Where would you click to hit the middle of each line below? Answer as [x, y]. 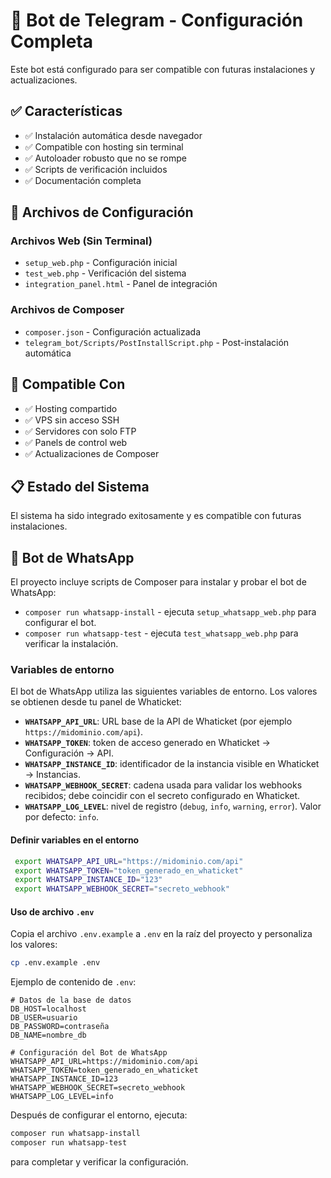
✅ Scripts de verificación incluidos [96, 169]
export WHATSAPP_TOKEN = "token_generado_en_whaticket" [129, 870]
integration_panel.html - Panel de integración [121, 284]
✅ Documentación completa [83, 180]
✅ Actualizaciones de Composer [92, 453]
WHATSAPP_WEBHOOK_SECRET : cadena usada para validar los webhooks [163, 785]
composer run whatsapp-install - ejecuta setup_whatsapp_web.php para [170, 612]
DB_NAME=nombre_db [48, 1035]
